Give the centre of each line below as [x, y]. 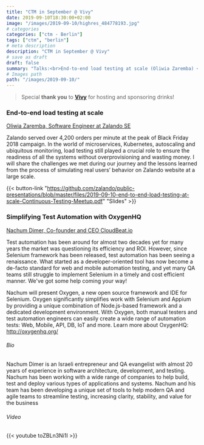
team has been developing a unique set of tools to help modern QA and [96, 390]
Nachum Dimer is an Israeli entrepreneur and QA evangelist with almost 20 [100, 364]
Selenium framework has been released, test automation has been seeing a [100, 255]
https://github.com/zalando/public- [91, 188]
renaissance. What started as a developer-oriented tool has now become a [100, 261]
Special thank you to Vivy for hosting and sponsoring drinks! [98, 97]
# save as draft [27, 57]
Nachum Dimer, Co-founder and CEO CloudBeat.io [70, 230]
